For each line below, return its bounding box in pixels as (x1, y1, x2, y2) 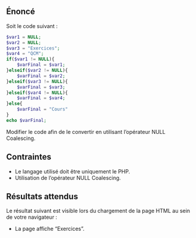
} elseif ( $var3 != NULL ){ (6, 78, 68, 84)
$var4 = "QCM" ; (6, 51, 44, 57)
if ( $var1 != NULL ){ (6, 56, 55, 62)
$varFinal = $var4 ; (17, 95, 66, 101)
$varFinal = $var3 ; (17, 84, 66, 90)
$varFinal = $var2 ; (17, 73, 66, 79)
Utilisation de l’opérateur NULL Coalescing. (14, 174, 121, 181)
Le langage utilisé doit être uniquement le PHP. (14, 167, 130, 175)
